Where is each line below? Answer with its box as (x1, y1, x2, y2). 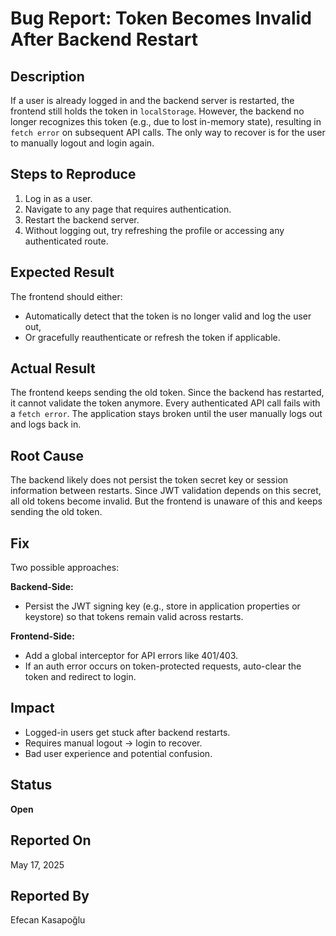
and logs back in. (10, 418, 82, 431)
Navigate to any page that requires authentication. (24, 203, 232, 215)
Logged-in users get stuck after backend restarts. (24, 726, 231, 738)
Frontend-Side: (10, 630, 75, 642)
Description (10, 68, 85, 85)
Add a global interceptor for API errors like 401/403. (24, 650, 239, 662)
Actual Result (10, 360, 96, 377)
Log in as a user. (24, 192, 93, 204)
